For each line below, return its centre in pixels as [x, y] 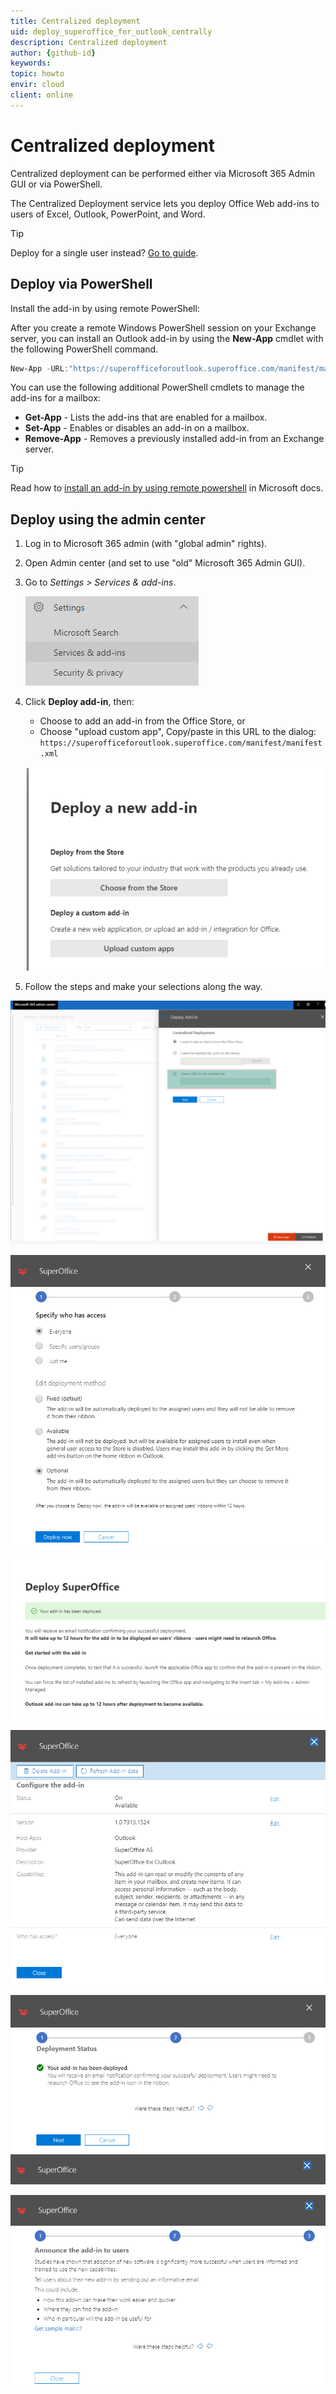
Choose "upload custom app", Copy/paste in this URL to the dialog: [178, 732]
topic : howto [37, 74]
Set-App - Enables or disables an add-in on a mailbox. [137, 428]
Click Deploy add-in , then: [79, 702]
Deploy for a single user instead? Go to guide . [104, 252]
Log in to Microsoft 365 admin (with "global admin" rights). [146, 544]
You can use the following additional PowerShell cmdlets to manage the [157, 387]
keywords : [31, 63]
